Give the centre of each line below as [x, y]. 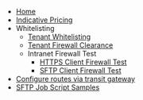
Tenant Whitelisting [59, 37]
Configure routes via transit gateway [75, 79]
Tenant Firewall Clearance [70, 45]
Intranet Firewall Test [62, 54]
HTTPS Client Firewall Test [83, 62]
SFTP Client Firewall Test [80, 70]
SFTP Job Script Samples [58, 87]
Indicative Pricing [44, 20]
